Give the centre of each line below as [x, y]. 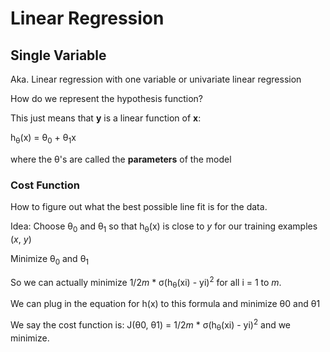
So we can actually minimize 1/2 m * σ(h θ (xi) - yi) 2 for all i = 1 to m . [146, 282]
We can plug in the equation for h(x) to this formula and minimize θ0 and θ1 [165, 304]
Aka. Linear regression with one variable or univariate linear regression [156, 79]
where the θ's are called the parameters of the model [121, 159]
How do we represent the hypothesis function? [106, 98]
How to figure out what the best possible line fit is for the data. [139, 207]
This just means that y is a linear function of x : [106, 118]
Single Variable [58, 55]
